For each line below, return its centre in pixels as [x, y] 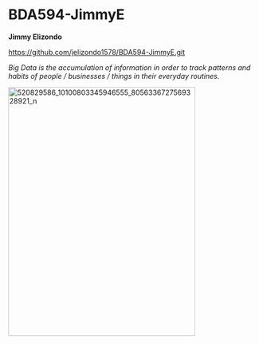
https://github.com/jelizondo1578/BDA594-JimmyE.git [97, 52]
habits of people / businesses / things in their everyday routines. [114, 76]
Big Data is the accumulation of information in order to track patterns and [129, 67]
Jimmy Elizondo [35, 37]
